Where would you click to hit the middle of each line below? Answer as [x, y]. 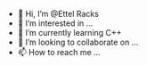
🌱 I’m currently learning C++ [69, 33]
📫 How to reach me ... [59, 52]
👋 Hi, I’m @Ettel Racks [58, 14]
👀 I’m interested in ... [55, 23]
